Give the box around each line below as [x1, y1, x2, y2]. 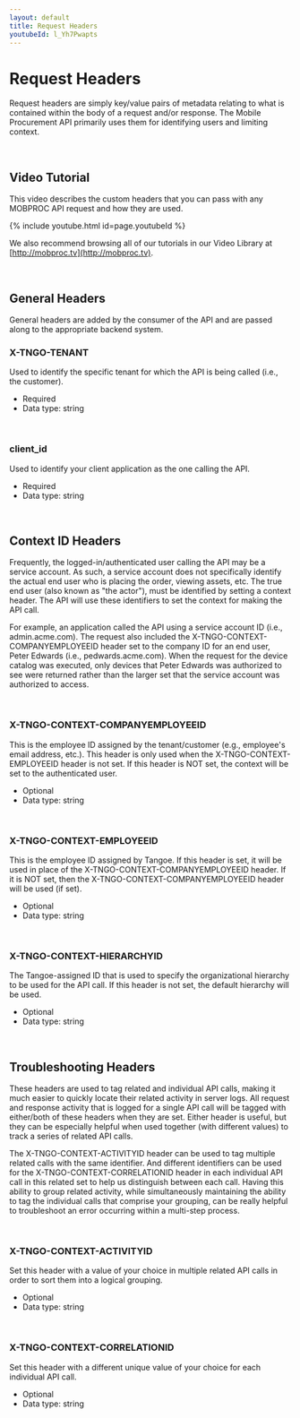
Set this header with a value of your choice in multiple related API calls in [9, 1265, 279, 1276]
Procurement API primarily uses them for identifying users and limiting [9, 117, 269, 128]
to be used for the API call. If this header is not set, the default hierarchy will [9, 980, 289, 991]
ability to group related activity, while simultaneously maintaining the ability [9, 1186, 287, 1197]
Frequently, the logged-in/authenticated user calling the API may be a [9, 557, 266, 568]
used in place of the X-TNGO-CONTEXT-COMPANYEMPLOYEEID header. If [9, 864, 287, 874]
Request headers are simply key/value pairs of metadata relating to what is [9, 98, 285, 108]
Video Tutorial [9, 169, 90, 185]
